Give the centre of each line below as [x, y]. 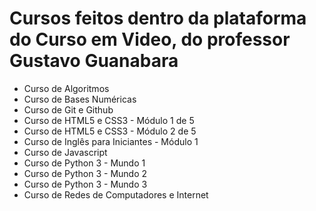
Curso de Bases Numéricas [80, 99]
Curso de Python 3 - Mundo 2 [85, 173]
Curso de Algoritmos [66, 88]
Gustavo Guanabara [94, 61]
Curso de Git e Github [68, 109]
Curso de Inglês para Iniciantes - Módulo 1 [111, 141]
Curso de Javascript [65, 152]
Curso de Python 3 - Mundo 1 [84, 163]
